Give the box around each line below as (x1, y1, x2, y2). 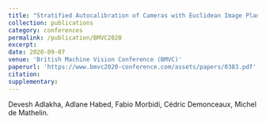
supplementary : (8, 77, 59, 85)
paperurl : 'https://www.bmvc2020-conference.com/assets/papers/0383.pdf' (8, 63, 257, 71)
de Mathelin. (8, 107, 49, 117)
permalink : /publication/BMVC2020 (8, 33, 123, 42)
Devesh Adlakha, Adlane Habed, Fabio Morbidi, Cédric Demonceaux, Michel (8, 100, 257, 109)
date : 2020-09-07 (8, 48, 66, 56)
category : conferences (8, 26, 83, 34)
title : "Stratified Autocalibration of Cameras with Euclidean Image (8, 11, 243, 20)
